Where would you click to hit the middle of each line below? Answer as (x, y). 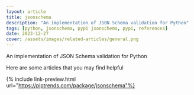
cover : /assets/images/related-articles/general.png (72, 39)
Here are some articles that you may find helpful (65, 68)
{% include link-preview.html (41, 79)
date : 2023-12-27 (28, 34)
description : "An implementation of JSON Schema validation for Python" (98, 23)
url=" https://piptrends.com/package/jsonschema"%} (71, 85)
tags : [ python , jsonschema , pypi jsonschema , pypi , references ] (87, 28)
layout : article (26, 12)
